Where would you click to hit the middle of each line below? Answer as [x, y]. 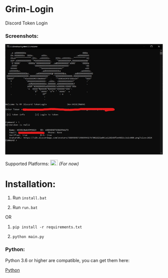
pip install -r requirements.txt [47, 227]
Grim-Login [29, 9]
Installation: [30, 184]
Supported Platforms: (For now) [42, 164]
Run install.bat [29, 198]
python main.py [28, 237]
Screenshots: [22, 36]
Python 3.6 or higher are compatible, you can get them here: [67, 260]
